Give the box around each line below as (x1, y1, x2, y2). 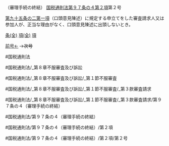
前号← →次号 (5, 43, 33, 49)
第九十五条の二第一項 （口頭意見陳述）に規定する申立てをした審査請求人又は (5, 15, 164, 21)
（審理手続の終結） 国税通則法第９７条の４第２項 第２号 (5, 5, 122, 10)
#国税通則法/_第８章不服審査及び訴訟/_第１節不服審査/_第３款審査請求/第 (5, 96, 158, 103)
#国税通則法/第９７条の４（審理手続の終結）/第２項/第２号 (5, 135, 128, 141)
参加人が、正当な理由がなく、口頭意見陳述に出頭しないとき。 (5, 22, 134, 27)
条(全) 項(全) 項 (5, 32, 37, 38)
